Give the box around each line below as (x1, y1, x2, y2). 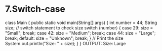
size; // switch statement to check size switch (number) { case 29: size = (5, 25, 153, 30)
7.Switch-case (5, 3, 66, 15)
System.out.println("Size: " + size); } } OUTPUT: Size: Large (5, 40, 126, 46)
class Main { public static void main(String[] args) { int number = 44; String (5, 20, 157, 25)
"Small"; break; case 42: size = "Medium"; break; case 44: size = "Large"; (5, 30, 156, 36)
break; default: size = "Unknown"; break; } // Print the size (5, 35, 123, 41)
